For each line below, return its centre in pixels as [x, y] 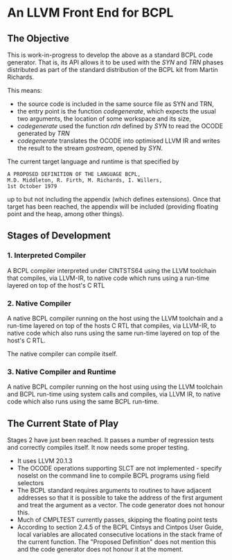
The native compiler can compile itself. [62, 353]
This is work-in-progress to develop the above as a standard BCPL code [110, 55]
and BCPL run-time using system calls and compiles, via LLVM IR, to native [114, 394]
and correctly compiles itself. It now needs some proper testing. [98, 448]
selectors [30, 483]
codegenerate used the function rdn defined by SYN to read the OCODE [120, 126]
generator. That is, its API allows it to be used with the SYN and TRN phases [115, 62]
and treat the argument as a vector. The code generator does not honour [121, 505]
